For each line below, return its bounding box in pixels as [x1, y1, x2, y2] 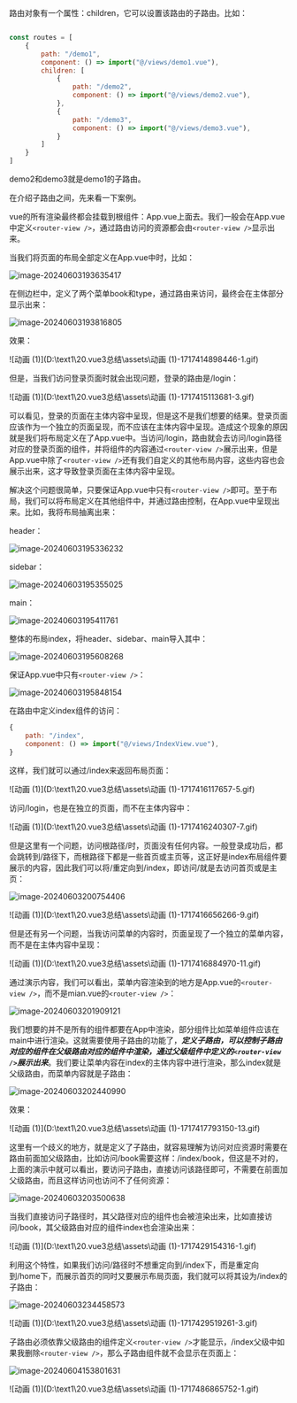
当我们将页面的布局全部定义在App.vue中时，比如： [9, 252, 195, 263]
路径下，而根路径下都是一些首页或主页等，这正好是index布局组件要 [42, 851, 287, 861]
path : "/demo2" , [72, 82, 133, 91]
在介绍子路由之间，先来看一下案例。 [9, 193, 141, 203]
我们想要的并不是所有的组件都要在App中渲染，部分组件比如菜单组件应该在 [9, 1023, 280, 1034]
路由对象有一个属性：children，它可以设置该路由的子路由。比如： [9, 8, 248, 18]
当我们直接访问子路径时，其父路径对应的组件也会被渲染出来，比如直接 [9, 1211, 265, 1222]
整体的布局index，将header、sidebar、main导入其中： [9, 634, 209, 644]
